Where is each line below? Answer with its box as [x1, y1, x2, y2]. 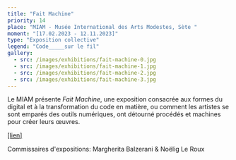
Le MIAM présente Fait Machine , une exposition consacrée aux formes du [7, 95, 223, 104]
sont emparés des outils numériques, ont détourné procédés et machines [7, 110, 221, 118]
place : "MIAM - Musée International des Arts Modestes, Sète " [7, 23, 198, 30]
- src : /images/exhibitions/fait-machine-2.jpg [13, 69, 157, 76]
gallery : [7, 50, 33, 57]
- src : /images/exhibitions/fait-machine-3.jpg [13, 75, 157, 83]
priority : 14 [7, 17, 46, 24]
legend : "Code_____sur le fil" [7, 43, 100, 50]
